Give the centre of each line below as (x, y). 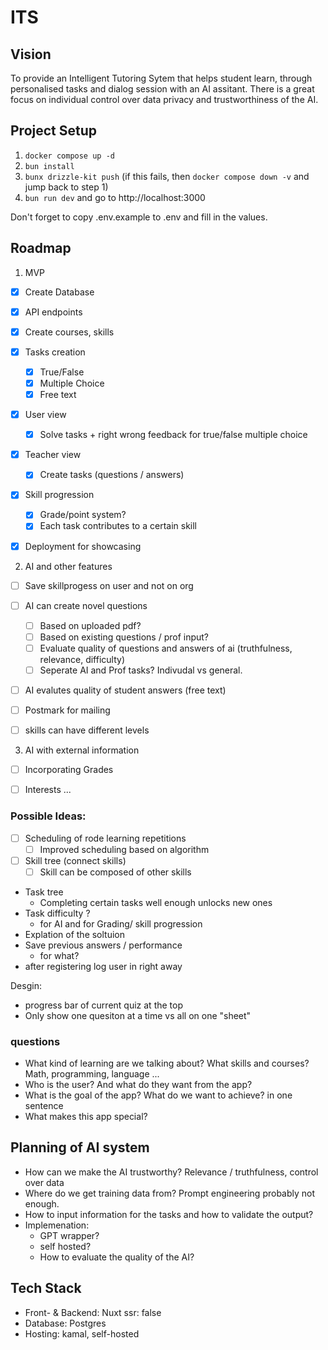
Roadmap (41, 248)
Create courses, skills (69, 332)
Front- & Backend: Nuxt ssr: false (93, 1312)
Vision (31, 54)
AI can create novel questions (86, 605)
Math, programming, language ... (92, 1074)
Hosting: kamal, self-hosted (82, 1333)
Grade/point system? (83, 515)
